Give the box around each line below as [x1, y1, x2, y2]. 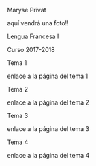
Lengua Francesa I [7, 32, 59, 40]
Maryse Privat [7, 6, 46, 14]
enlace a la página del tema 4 [7, 152, 90, 159]
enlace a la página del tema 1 [7, 72, 89, 80]
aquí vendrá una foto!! [7, 19, 69, 27]
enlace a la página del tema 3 [7, 125, 90, 133]
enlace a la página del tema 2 [7, 98, 90, 107]
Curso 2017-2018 [7, 46, 56, 53]
